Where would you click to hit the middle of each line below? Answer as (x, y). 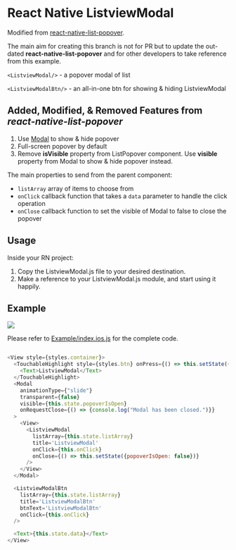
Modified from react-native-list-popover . (66, 32)
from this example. (34, 61)
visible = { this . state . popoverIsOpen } (74, 403)
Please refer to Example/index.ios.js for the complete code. (93, 338)
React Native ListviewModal (91, 13)
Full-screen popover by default (62, 146)
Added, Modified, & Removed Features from (105, 111)
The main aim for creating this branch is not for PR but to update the (106, 46)
